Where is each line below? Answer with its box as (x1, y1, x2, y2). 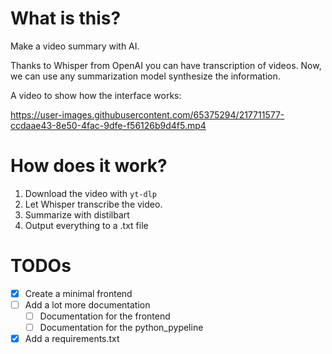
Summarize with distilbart (24, 208, 130, 221)
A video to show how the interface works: (10, 89, 182, 101)
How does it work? (10, 155, 168, 177)
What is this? (10, 7, 122, 30)
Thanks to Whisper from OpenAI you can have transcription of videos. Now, (10, 59, 322, 71)
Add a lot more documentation (24, 298, 151, 311)
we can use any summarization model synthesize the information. (10, 70, 281, 82)
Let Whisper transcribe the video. (24, 198, 163, 210)
